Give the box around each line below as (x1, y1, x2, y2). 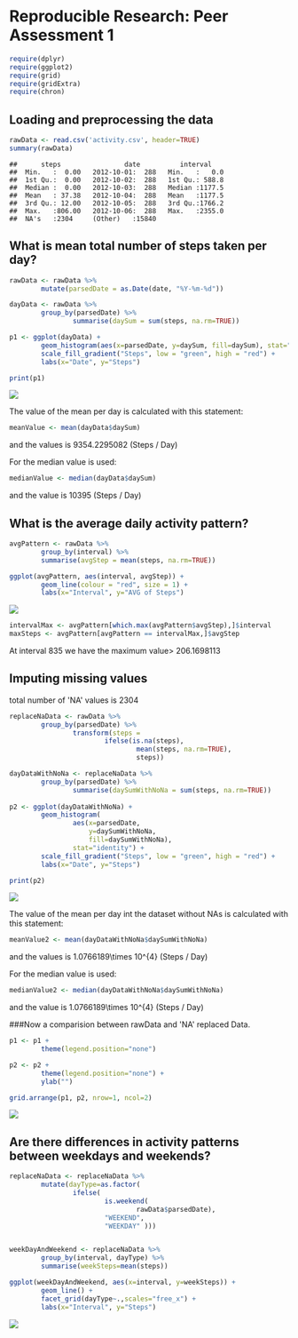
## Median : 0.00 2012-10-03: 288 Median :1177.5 (9, 183, 224, 192)
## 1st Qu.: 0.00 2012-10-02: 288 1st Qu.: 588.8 (9, 175, 224, 184)
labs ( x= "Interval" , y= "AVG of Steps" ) (41, 588, 184, 597)
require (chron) (9, 87, 66, 97)
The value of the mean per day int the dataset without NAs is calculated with (9, 909, 288, 920)
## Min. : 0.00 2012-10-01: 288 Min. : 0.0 (9, 167, 224, 177)
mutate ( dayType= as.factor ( (41, 1180, 141, 1190)
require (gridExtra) (9, 79, 82, 88)
